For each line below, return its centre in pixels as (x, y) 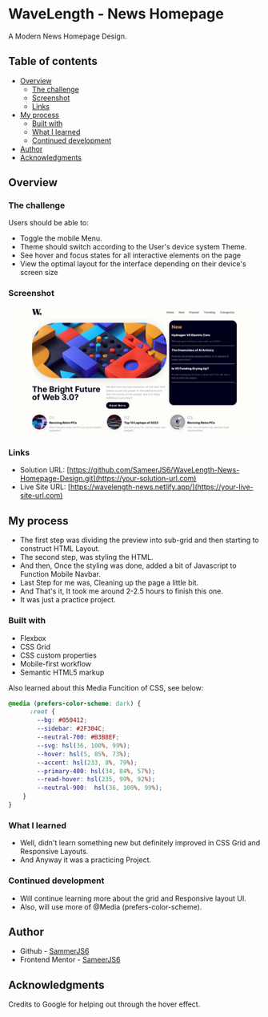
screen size (39, 273)
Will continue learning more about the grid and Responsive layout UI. (133, 898)
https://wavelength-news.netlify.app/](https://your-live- (162, 487)
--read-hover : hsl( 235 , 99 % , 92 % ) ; (96, 780)
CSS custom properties (58, 655)
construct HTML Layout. (60, 549)
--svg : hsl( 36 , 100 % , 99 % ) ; (84, 746)
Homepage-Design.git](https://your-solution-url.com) (108, 479)
